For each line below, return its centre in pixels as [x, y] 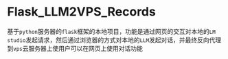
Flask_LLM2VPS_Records [81, 12]
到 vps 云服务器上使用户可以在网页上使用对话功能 [75, 48]
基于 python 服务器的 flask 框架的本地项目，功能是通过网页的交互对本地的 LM [112, 31]
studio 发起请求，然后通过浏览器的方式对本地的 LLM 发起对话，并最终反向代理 [114, 40]
